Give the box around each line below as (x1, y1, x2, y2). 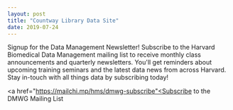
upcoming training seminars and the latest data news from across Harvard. (7, 65, 227, 75)
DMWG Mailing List (7, 94, 64, 103)
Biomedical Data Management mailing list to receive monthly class (7, 50, 201, 59)
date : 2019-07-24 (7, 23, 59, 31)
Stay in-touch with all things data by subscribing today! (7, 73, 169, 82)
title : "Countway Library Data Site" (7, 17, 119, 24)
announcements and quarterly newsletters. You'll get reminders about (7, 58, 212, 67)
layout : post (7, 10, 46, 18)
